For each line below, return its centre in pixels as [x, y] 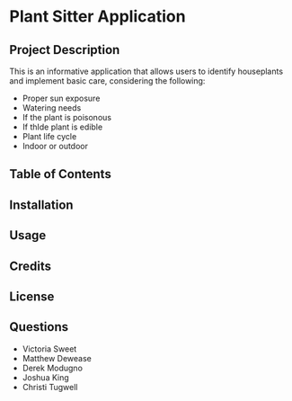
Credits [31, 266]
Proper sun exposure [61, 98]
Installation [41, 205]
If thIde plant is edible [62, 127]
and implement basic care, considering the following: [107, 81]
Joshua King [45, 377]
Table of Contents [61, 174]
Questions [39, 327]
